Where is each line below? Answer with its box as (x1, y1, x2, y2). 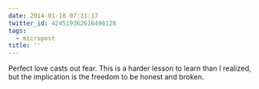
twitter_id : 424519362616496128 (8, 19, 116, 27)
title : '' (8, 42, 42, 50)
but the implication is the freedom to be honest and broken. (8, 72, 204, 82)
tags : (8, 26, 26, 34)
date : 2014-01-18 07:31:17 (8, 11, 99, 20)
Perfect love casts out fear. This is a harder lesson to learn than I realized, (8, 63, 252, 73)
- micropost (15, 34, 56, 42)
